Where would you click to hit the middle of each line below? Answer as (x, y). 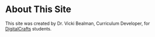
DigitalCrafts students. (29, 28)
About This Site (38, 9)
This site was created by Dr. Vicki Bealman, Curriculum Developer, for (78, 23)
